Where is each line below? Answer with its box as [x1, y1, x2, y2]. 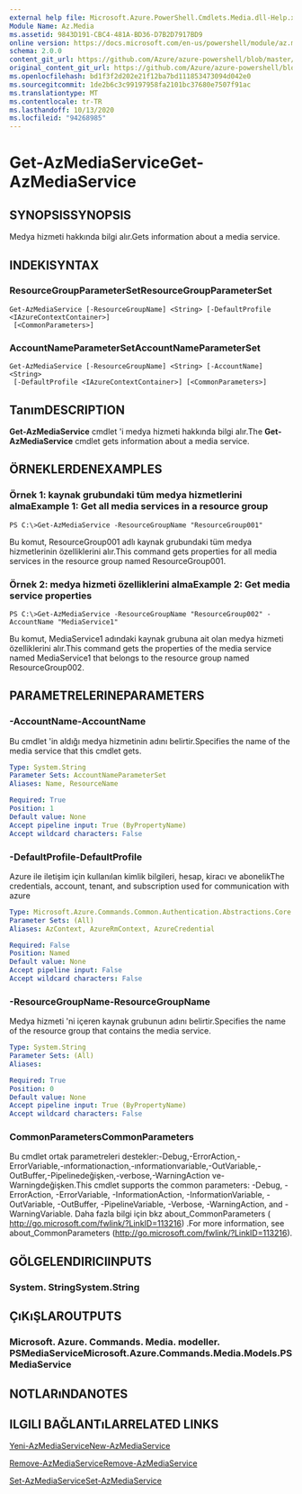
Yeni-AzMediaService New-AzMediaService [9, 1441, 171, 1452]
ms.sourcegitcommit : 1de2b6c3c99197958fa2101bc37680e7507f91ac [9, 80, 252, 89]
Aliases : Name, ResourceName [9, 779, 119, 788]
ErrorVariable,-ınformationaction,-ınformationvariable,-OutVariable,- [9, 1161, 262, 1171]
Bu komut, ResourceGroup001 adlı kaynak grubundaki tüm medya [9, 536, 253, 547]
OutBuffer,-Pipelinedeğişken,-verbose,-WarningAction [9, 1171, 210, 1181]
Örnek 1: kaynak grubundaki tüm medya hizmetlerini [9, 488, 243, 501]
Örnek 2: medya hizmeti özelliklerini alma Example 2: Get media [9, 578, 290, 590]
